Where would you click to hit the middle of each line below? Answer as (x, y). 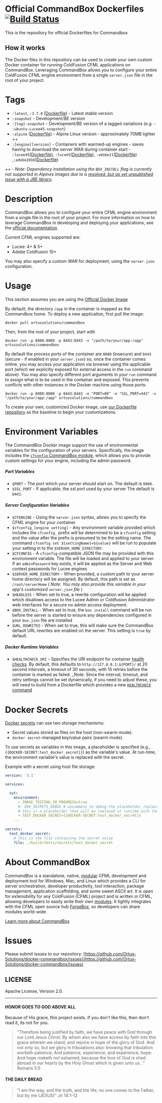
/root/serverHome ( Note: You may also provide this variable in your (79, 584)
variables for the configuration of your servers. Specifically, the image (74, 450)
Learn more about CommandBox (37, 921)
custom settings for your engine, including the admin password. (68, 460)
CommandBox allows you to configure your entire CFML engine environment (81, 212)
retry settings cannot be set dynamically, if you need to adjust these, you (84, 680)
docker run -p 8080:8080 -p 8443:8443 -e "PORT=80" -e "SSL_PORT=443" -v (81, 394)
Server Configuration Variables (37, 505)
